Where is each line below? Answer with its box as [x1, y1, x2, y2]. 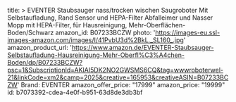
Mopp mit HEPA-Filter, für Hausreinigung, [7, 21, 128, 29]
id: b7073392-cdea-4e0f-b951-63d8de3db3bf [7, 88, 143, 96]
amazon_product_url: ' [7, 44, 73, 51]
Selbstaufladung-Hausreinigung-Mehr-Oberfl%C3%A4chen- [7, 51, 185, 59]
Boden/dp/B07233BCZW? [7, 58, 83, 66]
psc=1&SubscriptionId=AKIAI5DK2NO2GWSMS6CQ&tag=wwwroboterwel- [7, 66, 224, 74]
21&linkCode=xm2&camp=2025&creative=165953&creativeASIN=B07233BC [7, 73, 229, 82]
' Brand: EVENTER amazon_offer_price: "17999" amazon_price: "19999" [17, 81, 225, 89]
